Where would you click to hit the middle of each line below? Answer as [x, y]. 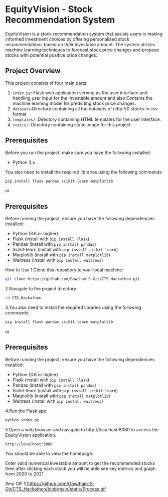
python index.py [22, 420]
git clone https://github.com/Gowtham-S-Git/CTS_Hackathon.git [73, 279]
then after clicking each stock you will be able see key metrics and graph [80, 469]
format [19, 114]
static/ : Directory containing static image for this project [71, 124]
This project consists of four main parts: [46, 83]
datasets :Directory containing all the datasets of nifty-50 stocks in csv [85, 108]
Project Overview [33, 71]
